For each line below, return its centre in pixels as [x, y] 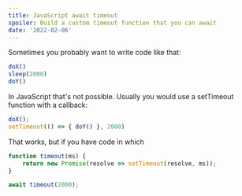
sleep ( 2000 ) [28, 74]
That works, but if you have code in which [76, 142]
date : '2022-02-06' [40, 30]
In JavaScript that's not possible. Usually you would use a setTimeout [121, 96]
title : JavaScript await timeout [63, 15]
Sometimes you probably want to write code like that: [95, 53]
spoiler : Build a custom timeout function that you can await [112, 23]
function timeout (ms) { [47, 156]
